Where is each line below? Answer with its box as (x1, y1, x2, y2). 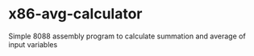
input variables (8, 39, 58, 49)
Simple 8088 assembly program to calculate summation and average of (8, 31, 246, 41)
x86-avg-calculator (8, 5, 143, 23)
